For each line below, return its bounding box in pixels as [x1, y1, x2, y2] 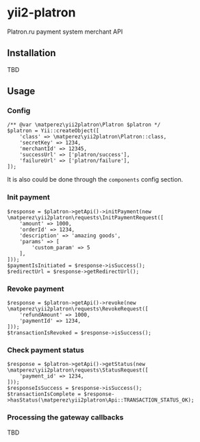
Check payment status [7, 345, 84, 354]
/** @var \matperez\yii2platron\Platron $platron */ [7, 121, 161, 128]
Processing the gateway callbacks [7, 413, 124, 422]
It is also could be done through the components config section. [7, 175, 184, 184]
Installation [7, 47, 56, 59]
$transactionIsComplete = [7, 391, 81, 398]
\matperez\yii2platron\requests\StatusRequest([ [7, 367, 149, 374]
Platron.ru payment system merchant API [7, 27, 123, 36]
